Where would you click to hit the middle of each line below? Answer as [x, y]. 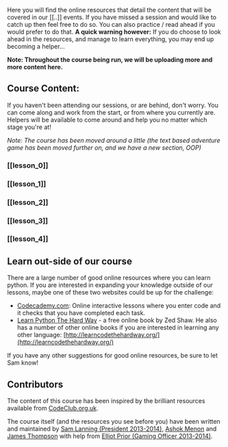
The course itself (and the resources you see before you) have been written [114, 422]
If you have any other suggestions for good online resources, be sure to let [112, 356]
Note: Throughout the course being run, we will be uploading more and [110, 60]
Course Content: [43, 89]
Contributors [35, 384]
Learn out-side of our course [69, 261]
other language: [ [41, 335]
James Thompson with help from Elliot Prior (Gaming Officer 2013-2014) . [110, 436]
